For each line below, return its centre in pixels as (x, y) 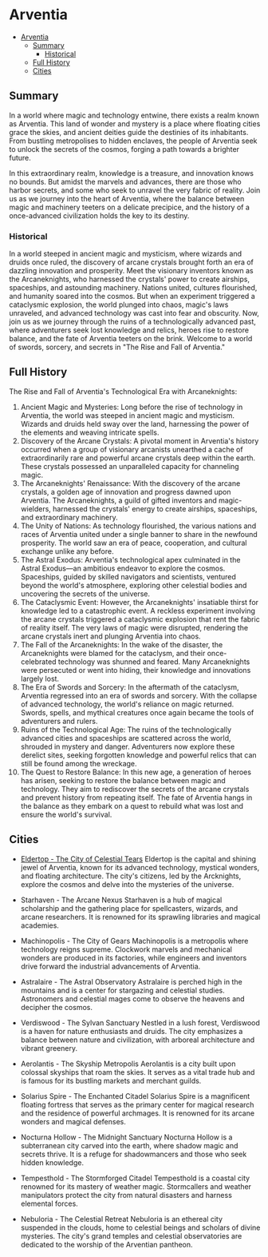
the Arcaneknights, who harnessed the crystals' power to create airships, (130, 279)
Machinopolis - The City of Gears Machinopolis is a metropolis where (134, 941)
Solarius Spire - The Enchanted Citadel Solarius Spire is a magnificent (135, 1096)
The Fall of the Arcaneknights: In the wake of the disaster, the (122, 644)
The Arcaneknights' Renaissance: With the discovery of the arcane (130, 483)
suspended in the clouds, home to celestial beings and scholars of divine (140, 1227)
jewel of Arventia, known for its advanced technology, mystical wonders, (140, 867)
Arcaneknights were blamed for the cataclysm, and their (113, 653)
